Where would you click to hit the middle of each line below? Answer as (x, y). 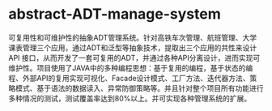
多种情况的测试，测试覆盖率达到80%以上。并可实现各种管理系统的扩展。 (130, 98)
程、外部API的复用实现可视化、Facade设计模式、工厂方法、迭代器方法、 (129, 78)
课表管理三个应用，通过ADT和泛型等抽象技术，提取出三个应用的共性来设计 (133, 47)
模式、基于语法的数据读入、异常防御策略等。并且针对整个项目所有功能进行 (139, 88)
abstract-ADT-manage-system (115, 14)
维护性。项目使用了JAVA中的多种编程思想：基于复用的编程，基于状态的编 (131, 68)
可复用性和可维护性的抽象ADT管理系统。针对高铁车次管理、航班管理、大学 (133, 37)
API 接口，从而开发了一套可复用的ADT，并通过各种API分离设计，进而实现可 (134, 58)
